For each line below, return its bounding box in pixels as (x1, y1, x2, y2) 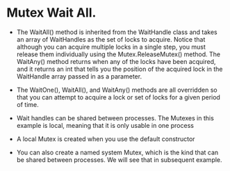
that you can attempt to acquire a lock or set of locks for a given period (16, 92, 220, 101)
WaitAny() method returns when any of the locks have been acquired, (16, 57, 216, 65)
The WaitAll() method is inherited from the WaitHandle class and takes (16, 28, 217, 36)
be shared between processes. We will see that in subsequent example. (16, 155, 223, 164)
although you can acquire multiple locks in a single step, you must (16, 42, 206, 51)
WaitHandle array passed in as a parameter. (16, 72, 142, 81)
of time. (16, 100, 39, 108)
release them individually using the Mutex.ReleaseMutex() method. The (16, 50, 220, 58)
